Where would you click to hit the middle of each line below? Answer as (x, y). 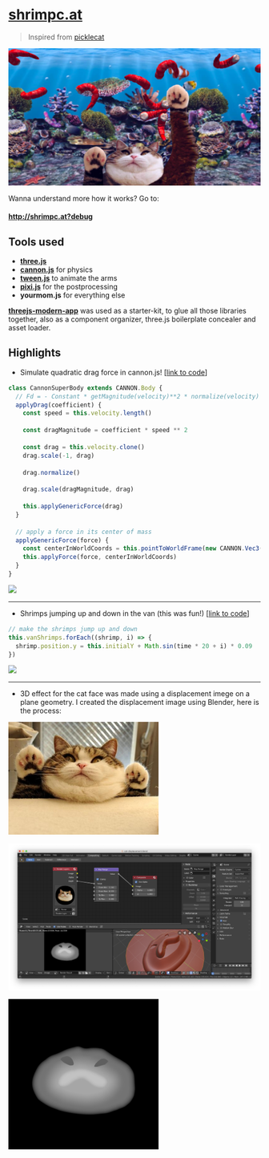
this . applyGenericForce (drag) (73, 507)
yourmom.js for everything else (72, 295)
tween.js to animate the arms (68, 278)
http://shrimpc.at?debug (51, 217)
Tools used (36, 242)
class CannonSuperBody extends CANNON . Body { (85, 388)
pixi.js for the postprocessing (69, 287)
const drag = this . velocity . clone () (84, 447)
